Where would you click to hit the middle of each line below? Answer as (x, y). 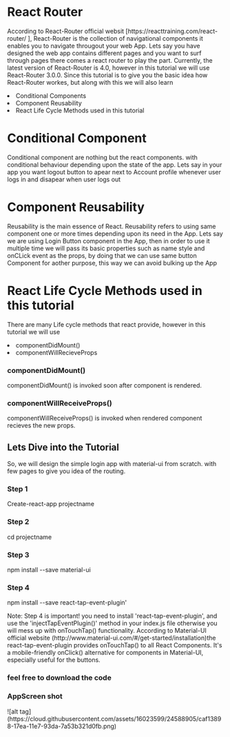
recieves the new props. (41, 425)
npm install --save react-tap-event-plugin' (67, 603)
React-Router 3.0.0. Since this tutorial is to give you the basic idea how (107, 75)
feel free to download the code (59, 678)
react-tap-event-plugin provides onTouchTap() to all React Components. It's (115, 645)
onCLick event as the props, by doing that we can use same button (102, 255)
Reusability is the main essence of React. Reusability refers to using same (112, 226)
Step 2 (18, 522)
